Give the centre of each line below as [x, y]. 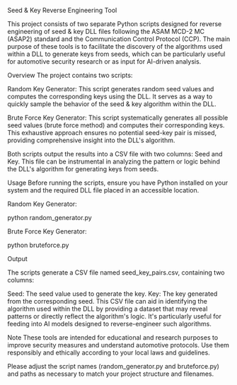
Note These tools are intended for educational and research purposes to [113, 338]
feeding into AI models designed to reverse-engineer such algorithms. [110, 324]
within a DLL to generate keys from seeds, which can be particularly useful [116, 54]
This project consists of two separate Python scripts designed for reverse [115, 24]
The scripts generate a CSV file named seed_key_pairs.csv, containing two [116, 272]
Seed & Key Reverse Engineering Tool [62, 10]
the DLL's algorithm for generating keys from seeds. [83, 169]
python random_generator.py [50, 218]
